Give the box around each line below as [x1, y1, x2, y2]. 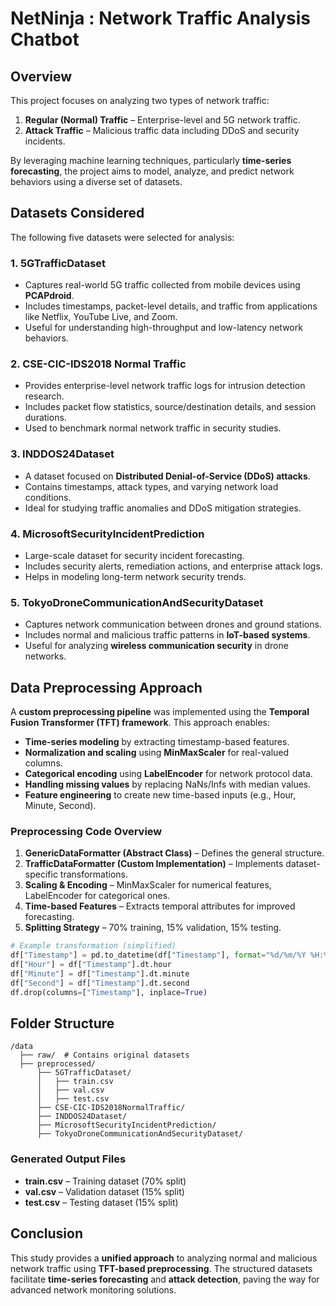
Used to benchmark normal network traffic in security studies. [24, 422, 282, 434]
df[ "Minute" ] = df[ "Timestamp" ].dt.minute [10, 969, 190, 979]
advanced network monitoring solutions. [10, 1283, 177, 1296]
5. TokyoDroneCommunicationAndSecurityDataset [10, 595, 264, 609]
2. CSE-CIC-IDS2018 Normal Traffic [10, 357, 187, 371]
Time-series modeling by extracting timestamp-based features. [24, 736, 290, 748]
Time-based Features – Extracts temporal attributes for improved [24, 900, 296, 912]
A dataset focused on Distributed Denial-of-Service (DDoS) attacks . [24, 470, 311, 482]
